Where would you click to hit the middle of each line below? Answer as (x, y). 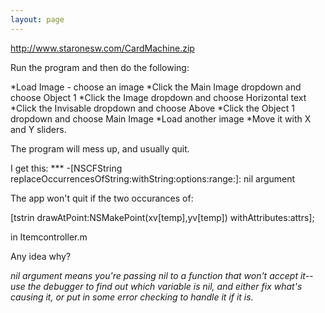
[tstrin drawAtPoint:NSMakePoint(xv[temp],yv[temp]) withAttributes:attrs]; (162, 217)
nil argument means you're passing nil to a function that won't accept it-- (162, 275)
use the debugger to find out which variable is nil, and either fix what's (156, 286)
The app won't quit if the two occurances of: (102, 198)
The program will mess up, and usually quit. (100, 148)
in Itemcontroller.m (49, 237)
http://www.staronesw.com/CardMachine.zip (102, 48)
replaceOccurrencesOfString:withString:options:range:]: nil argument (153, 178)
